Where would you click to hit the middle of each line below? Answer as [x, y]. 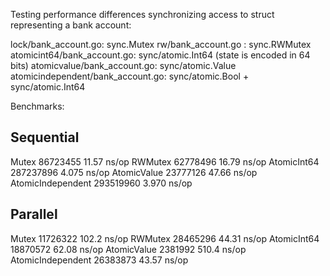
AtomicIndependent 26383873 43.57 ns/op [99, 260]
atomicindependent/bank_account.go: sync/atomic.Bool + [130, 76]
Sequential [45, 137]
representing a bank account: [71, 25]
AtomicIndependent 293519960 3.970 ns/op [101, 183]
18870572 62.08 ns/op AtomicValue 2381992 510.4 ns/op [128, 249]
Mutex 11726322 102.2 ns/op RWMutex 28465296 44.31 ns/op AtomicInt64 [165, 238]
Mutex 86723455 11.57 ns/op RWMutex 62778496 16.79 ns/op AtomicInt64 [165, 161]
